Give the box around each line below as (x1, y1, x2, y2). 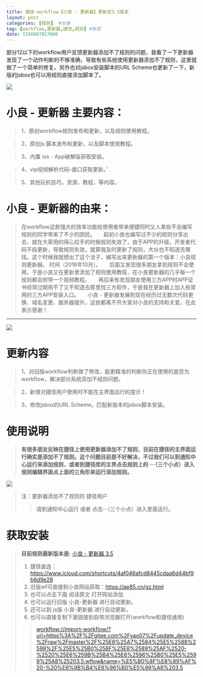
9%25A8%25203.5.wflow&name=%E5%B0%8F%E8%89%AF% (36, 657, 197, 665)
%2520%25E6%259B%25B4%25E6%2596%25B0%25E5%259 (36, 651, 197, 658)
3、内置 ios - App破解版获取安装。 (21, 153, 108, 160)
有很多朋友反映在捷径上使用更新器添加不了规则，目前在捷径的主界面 (21, 445, 191, 453)
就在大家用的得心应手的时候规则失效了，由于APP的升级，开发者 (31, 238, 191, 245)
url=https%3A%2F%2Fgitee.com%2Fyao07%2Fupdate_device (36, 632, 193, 639)
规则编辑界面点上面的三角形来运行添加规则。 (21, 468, 133, 475)
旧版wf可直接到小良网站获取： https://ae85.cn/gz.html (30, 583, 164, 590)
